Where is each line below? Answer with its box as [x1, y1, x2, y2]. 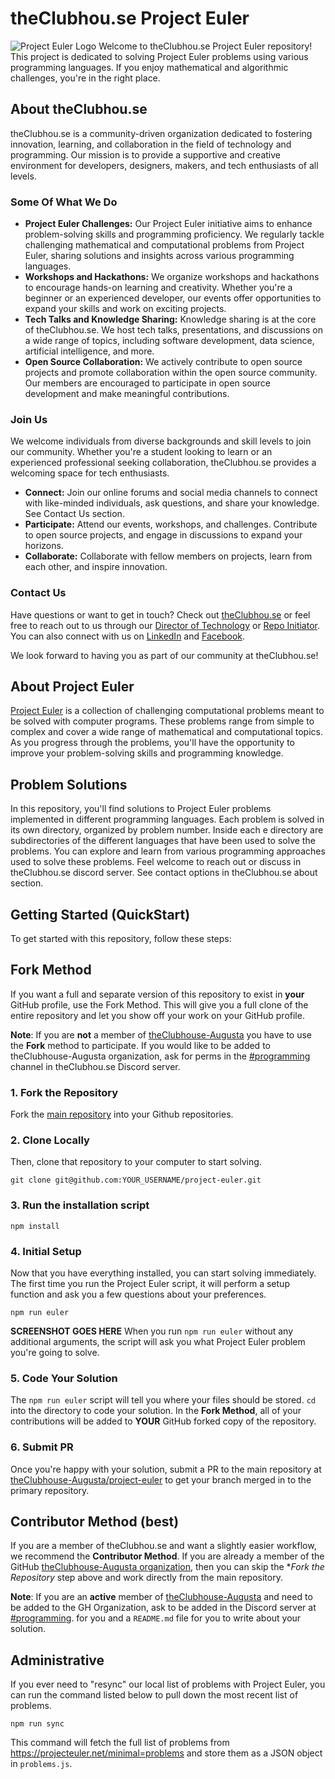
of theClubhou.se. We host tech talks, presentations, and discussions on [24, 324, 324, 336]
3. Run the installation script [10, 1198, 150, 1212]
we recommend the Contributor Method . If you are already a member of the [10, 1550, 325, 1562]
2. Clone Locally [10, 1133, 90, 1147]
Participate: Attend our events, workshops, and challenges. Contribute [24, 518, 318, 531]
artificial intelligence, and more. [24, 345, 155, 357]
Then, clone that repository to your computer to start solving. [10, 1156, 262, 1168]
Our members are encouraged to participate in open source [24, 377, 272, 389]
